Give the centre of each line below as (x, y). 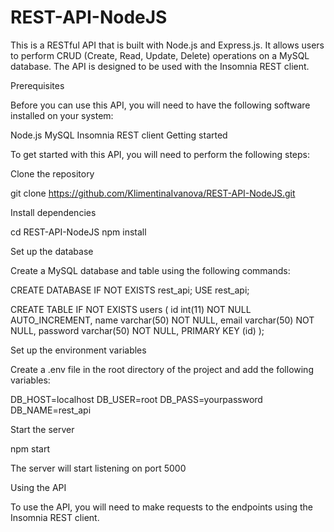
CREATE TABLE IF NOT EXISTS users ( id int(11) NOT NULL (131, 309)
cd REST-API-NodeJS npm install (78, 232)
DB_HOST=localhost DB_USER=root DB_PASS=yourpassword (136, 399)
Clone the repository (52, 173)
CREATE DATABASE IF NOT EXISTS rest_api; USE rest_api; (130, 290)
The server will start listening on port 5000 (98, 468)
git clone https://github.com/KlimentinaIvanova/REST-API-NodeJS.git (153, 193)
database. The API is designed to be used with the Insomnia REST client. (160, 66)
